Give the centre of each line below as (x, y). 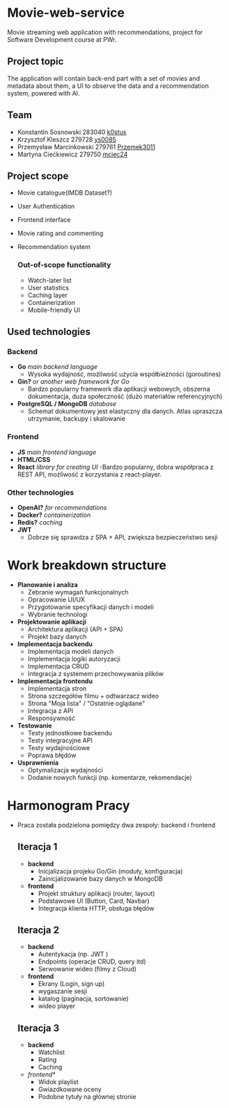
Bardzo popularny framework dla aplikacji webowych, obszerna (119, 389)
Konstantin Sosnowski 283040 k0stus (72, 132)
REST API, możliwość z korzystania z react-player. (89, 474)
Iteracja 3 (38, 1028)
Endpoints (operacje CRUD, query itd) (92, 961)
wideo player (56, 1006)
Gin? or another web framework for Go (73, 382)
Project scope (38, 176)
